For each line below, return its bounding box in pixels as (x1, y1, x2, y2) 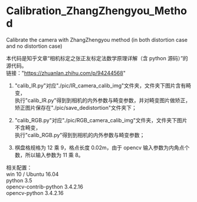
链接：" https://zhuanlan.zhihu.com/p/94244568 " (6, 69, 126, 76)
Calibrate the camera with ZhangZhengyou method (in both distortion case (6, 36, 188, 43)
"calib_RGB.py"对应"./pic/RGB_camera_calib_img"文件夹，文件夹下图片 (14, 116, 188, 123)
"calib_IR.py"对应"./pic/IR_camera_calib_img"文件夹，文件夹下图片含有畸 (14, 82, 192, 89)
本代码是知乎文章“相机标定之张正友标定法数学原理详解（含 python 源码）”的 (6, 54, 189, 61)
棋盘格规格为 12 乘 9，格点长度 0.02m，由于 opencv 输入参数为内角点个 (14, 144, 190, 151)
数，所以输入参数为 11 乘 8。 (14, 151, 84, 158)
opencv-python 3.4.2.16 (6, 189, 64, 196)
